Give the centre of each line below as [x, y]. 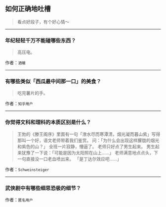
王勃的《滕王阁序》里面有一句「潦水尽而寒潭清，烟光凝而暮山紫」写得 [89, 134]
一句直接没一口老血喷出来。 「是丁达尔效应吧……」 [69, 159]
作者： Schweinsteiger [27, 169]
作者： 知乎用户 [19, 103]
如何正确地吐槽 [28, 9]
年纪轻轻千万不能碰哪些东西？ [41, 40]
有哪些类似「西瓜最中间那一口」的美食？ [53, 82]
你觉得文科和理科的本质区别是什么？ [48, 122]
